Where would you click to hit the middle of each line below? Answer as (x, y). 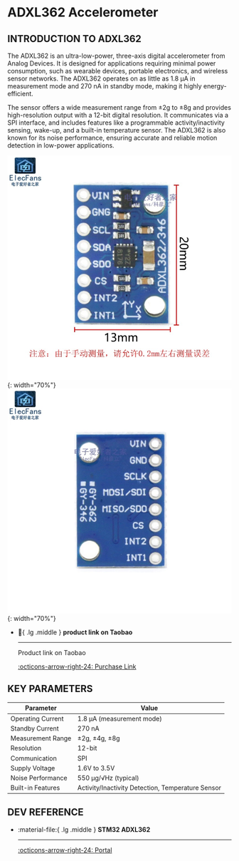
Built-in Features (35, 788)
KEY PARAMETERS (50, 689)
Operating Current (37, 718)
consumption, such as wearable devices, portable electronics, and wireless (118, 71)
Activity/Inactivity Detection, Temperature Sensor (149, 788)
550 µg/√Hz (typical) (108, 778)
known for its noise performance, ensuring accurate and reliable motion (112, 138)
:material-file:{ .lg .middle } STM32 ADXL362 (84, 829)
